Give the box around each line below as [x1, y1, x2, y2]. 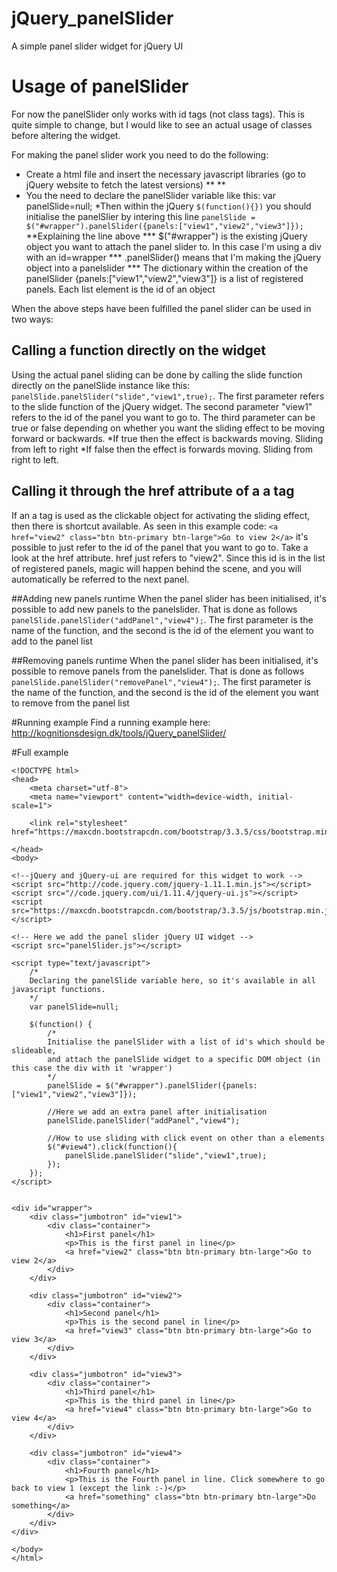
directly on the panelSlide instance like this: [11, 379, 191, 391]
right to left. [11, 453, 59, 466]
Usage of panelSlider [11, 75, 189, 98]
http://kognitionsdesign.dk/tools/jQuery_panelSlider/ [11, 727, 227, 739]
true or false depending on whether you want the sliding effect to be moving [11, 422, 326, 434]
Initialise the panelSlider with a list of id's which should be [47, 1037, 326, 1047]
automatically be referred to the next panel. [11, 573, 190, 585]
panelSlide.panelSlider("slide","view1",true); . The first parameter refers [11, 390, 325, 402]
